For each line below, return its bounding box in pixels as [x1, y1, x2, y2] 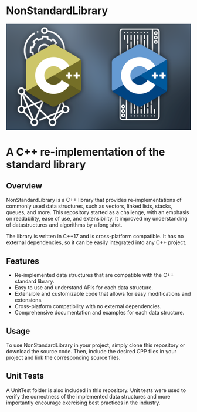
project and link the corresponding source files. [6, 354, 121, 361]
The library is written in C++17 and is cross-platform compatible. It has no [6, 233, 184, 240]
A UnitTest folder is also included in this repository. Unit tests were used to [6, 386, 186, 394]
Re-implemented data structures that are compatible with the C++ [14, 272, 174, 279]
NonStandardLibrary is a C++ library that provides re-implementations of [6, 197, 182, 204]
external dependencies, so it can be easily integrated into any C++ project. [6, 239, 186, 246]
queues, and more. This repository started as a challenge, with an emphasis [6, 209, 189, 216]
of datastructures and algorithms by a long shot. [6, 221, 123, 228]
